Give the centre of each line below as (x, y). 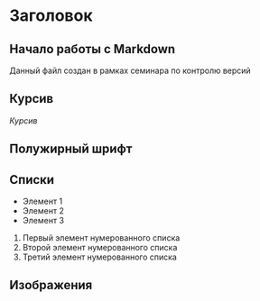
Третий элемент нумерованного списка (100, 257)
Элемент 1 (42, 201)
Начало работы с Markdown (93, 49)
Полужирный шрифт (71, 149)
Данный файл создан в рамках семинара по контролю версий (130, 70)
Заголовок (51, 16)
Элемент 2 (43, 211)
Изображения (51, 285)
